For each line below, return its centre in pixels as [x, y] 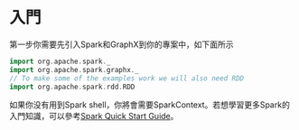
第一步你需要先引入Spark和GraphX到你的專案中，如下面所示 [121, 44]
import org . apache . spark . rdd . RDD [72, 87]
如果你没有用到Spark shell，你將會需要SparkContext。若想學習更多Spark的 [150, 105]
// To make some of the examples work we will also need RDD [127, 78]
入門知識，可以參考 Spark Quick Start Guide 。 [94, 116]
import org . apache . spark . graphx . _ [75, 70]
